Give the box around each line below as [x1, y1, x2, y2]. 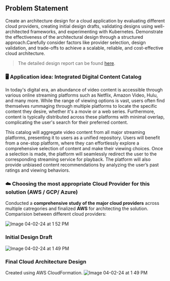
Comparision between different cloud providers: [5, 211, 107, 217]
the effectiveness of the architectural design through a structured [5, 34, 143, 40]
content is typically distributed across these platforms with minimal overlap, [5, 114, 165, 120]
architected [5, 28, 30, 35]
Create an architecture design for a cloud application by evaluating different [5, 17, 165, 24]
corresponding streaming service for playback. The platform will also [5, 156, 151, 162]
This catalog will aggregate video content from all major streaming [5, 129, 145, 135]
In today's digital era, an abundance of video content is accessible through [5, 87, 163, 93]
